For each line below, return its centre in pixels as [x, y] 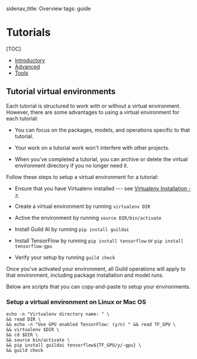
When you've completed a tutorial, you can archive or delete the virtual [101, 159]
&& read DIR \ [24, 319]
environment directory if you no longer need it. [71, 165]
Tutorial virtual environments [61, 92]
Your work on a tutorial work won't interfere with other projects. [92, 148]
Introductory [30, 60]
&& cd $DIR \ [22, 335]
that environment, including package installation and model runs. [85, 275]
